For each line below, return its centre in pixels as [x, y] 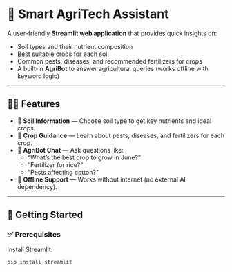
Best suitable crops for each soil [63, 54]
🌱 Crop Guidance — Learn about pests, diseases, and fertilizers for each [121, 135]
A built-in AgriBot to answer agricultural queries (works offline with [113, 68]
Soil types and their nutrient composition [75, 46]
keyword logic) [38, 76]
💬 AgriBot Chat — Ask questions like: [70, 150]
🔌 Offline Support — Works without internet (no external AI [101, 179]
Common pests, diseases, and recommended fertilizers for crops [109, 61]
